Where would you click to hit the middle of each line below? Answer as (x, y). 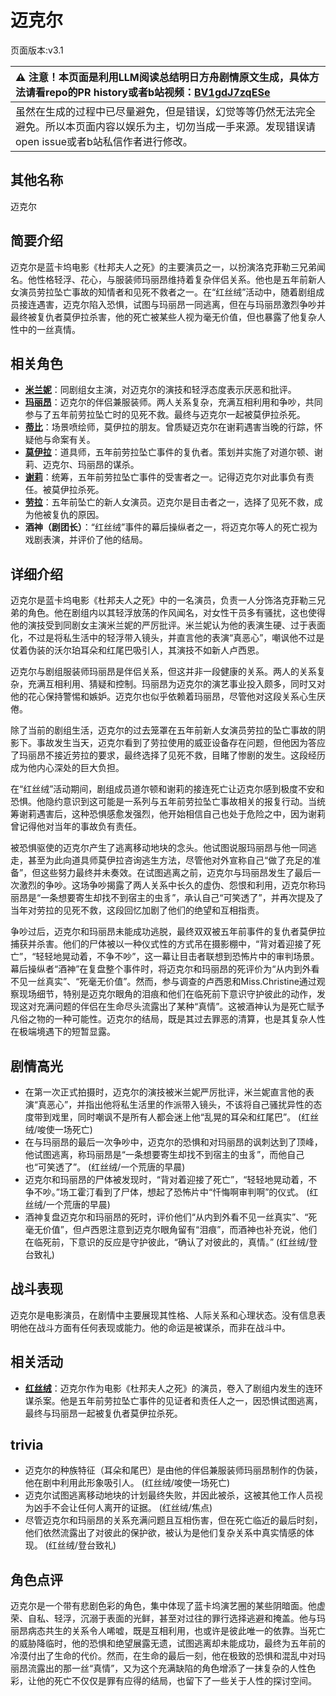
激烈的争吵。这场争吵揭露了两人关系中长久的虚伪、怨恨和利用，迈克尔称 (167, 885)
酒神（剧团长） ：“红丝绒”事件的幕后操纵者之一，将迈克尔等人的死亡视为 (171, 527)
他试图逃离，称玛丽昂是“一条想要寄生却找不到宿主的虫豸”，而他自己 (164, 1154)
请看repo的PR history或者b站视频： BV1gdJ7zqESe (148, 92)
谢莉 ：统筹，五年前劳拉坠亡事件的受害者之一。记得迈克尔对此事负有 (165, 477)
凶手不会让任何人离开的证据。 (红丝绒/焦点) (123, 1508)
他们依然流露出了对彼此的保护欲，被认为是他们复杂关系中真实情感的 (165, 1533)
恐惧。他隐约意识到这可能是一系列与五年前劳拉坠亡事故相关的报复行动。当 (163, 802)
